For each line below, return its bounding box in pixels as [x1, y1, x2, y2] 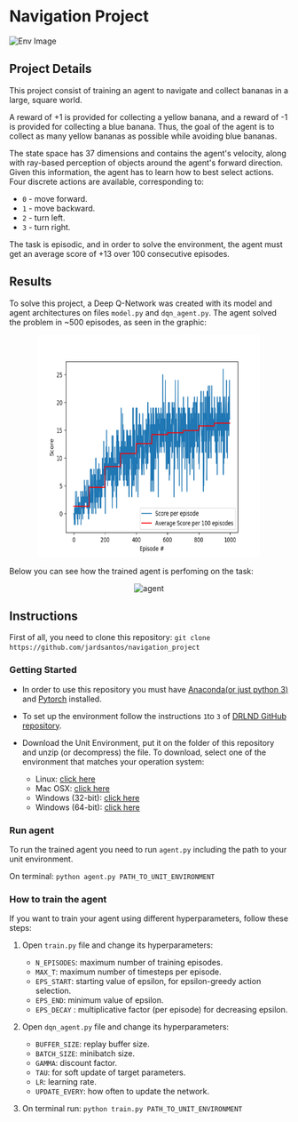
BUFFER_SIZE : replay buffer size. [35, 1038, 151, 1050]
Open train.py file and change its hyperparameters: [21, 940, 214, 950]
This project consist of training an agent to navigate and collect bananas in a [9, 84, 289, 95]
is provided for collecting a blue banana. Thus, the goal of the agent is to [9, 121, 275, 132]
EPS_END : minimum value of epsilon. [35, 995, 164, 1006]
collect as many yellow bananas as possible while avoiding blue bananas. [9, 131, 278, 141]
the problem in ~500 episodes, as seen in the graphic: [9, 317, 207, 327]
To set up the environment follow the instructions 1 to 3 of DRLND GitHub [21, 710, 286, 721]
